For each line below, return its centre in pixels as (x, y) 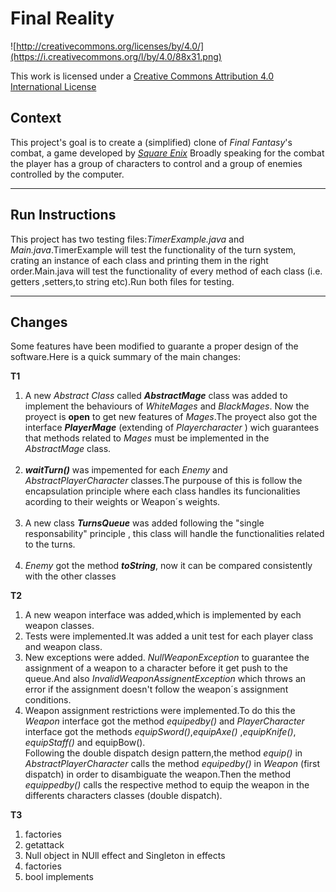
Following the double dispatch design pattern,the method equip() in (163, 753)
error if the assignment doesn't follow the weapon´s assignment (156, 689)
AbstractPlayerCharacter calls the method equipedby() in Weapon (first (172, 764)
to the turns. (50, 544)
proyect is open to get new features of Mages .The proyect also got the (171, 417)
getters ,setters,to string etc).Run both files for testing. (122, 281)
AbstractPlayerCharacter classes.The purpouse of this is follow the (163, 481)
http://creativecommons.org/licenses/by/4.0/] (110, 46)
